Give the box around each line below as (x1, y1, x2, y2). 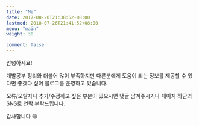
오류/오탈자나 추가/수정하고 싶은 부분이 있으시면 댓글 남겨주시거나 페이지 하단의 (6, 93, 192, 99)
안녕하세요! (6, 59, 33, 66)
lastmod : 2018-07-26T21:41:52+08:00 (6, 20, 98, 26)
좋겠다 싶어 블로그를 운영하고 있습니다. (17, 79, 108, 87)
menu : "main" (6, 25, 39, 32)
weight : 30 (6, 31, 34, 37)
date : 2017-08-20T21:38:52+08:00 (6, 14, 90, 20)
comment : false (6, 42, 45, 48)
